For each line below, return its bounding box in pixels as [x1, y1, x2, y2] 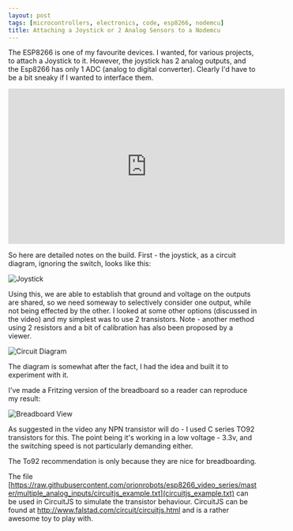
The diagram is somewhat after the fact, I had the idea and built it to [8, 362, 229, 372]
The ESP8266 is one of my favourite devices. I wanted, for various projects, [8, 48, 254, 58]
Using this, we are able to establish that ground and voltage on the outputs [8, 290, 251, 299]
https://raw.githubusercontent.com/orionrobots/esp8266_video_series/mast [10, 481, 257, 490]
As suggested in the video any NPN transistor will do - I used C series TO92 [8, 424, 255, 434]
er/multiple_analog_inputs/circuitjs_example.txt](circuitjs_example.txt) [8, 488, 235, 498]
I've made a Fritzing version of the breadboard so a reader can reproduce [8, 386, 248, 395]
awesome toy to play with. [8, 514, 93, 523]
